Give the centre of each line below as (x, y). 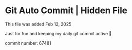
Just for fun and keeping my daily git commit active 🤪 (58, 33)
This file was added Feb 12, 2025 (38, 24)
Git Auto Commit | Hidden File (66, 11)
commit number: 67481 (28, 43)
